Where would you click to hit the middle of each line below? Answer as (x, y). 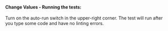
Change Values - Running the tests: (44, 7)
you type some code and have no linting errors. (55, 23)
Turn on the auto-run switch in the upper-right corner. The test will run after (84, 18)
